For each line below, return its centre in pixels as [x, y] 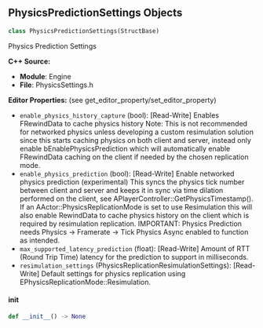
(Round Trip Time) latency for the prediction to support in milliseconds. [134, 257]
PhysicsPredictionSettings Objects [95, 13]
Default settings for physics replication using [113, 273]
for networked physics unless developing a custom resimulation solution [136, 132]
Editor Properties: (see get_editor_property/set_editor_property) [113, 100]
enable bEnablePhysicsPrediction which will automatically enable [125, 148]
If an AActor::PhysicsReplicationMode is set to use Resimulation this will [136, 206]
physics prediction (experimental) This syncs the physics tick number [132, 182]
